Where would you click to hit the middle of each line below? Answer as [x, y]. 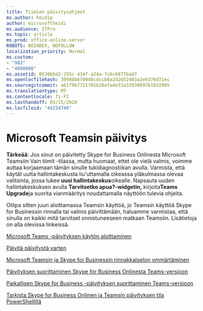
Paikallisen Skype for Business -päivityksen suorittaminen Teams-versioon [100, 284]
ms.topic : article [29, 35]
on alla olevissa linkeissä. [38, 225]
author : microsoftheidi [36, 23]
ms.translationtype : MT [36, 91]
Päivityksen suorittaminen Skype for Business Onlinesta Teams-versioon [97, 272]
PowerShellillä [24, 302]
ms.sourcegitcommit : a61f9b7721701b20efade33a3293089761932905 [88, 86]
